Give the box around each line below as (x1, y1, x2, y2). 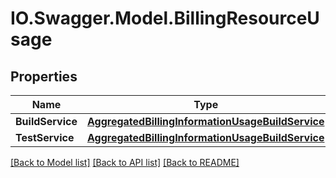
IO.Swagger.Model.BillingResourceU (10, 7, 320, 30)
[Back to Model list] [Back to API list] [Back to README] (10, 157, 240, 168)
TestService (15, 131, 75, 144)
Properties (10, 68, 78, 85)
